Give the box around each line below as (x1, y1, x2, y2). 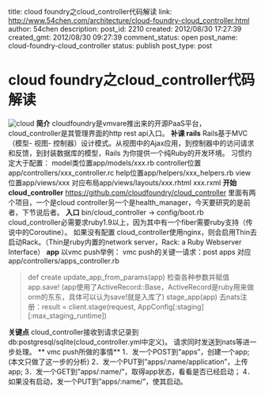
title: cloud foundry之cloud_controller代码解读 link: (8, 7, 172, 16)
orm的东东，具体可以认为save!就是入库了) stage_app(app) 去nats (27, 292, 240, 301)
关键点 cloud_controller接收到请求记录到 (8, 327, 139, 336)
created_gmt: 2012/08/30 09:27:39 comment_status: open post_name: (8, 32, 238, 42)
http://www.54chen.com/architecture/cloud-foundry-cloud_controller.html (8, 16, 250, 25)
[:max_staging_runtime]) (27, 311, 107, 320)
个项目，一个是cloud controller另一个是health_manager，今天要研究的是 (8, 197, 244, 207)
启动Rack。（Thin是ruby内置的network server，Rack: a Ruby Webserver (8, 237, 242, 247)
